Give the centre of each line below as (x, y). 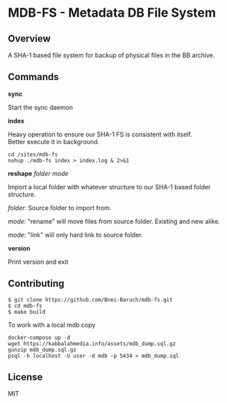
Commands (34, 77)
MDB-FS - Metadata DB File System (112, 13)
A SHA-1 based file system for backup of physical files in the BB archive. (111, 55)
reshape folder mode (38, 173)
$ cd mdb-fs (25, 306)
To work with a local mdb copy (52, 324)
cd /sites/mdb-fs (33, 155)
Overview (30, 39)
